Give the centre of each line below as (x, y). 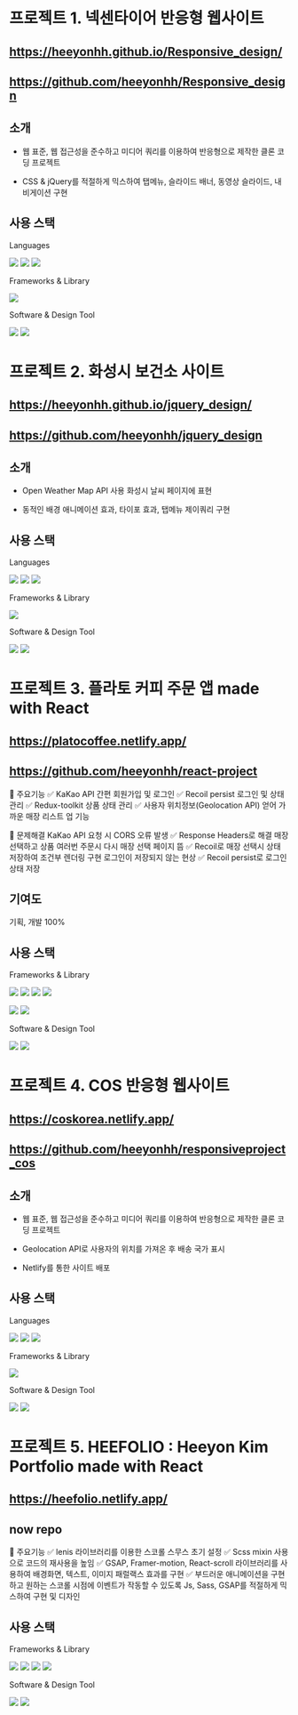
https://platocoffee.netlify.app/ (98, 741)
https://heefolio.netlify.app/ (89, 1499)
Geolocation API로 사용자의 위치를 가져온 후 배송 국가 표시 (123, 1248)
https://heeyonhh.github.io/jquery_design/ (131, 405)
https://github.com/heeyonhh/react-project (133, 772)
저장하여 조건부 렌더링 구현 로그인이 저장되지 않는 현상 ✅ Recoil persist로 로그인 (148, 857)
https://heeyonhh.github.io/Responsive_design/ (146, 51)
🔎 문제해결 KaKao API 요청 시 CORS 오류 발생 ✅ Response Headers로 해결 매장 (149, 835)
